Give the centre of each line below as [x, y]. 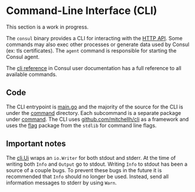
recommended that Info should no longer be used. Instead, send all [88, 176]
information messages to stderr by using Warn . [61, 183]
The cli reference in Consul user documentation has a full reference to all [94, 68]
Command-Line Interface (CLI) [82, 11]
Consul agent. [23, 57]
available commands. [32, 74]
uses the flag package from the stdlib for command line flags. [81, 125]
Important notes [36, 144]
